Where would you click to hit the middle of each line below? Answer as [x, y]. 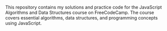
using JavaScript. [24, 23]
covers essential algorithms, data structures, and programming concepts [81, 18]
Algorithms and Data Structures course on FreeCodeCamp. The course [80, 12]
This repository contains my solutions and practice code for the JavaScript [83, 7]
